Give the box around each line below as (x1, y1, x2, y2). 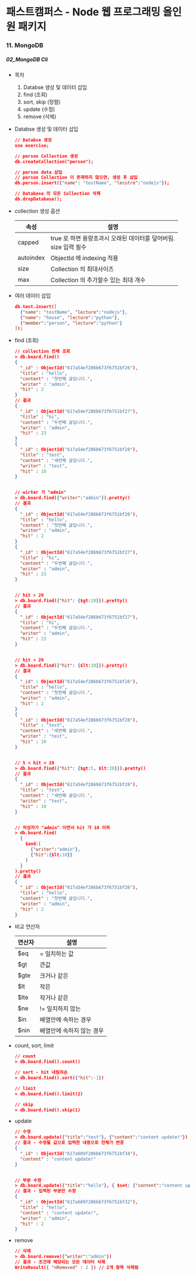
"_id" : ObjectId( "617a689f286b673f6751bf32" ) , (20, 1199, 139, 1205)
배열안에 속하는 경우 (39, 1016, 92, 1024)
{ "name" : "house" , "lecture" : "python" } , (20, 315, 120, 320)
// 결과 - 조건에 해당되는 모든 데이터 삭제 (14, 1259, 105, 1265)
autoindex (17, 253, 45, 261)
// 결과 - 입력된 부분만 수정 (14, 1188, 76, 1194)
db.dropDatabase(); (14, 196, 63, 202)
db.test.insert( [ (14, 303, 57, 309)
